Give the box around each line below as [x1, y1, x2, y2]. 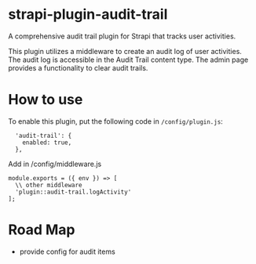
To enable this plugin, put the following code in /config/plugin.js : [8, 116, 224, 126]
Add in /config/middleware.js [8, 159, 102, 168]
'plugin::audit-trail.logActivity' [15, 188, 132, 196]
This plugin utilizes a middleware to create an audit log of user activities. [8, 46, 242, 56]
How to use [8, 91, 83, 109]
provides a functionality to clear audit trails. [8, 63, 148, 72]
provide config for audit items [19, 247, 115, 256]
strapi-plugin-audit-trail [8, 5, 168, 24]
